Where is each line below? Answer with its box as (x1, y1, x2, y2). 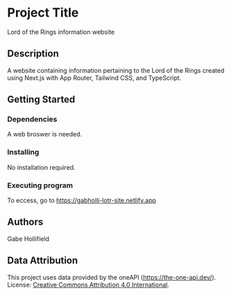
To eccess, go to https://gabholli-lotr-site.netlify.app (7, 196, 157, 205)
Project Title (7, 5, 79, 21)
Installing (7, 147, 40, 157)
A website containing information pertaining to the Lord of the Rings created (7, 66, 225, 74)
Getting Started (7, 93, 76, 105)
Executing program (7, 180, 74, 190)
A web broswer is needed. (7, 130, 83, 138)
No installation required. (7, 163, 76, 171)
